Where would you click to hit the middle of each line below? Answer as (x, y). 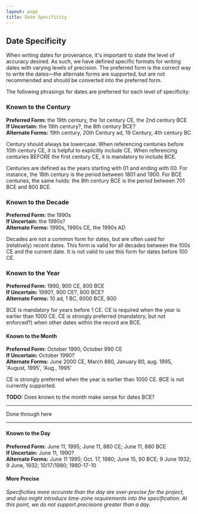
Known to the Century (38, 107)
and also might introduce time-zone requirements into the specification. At (97, 498)
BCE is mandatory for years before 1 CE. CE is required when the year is (93, 310)
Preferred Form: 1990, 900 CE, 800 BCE (55, 286)
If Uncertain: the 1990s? (36, 221)
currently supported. (31, 386)
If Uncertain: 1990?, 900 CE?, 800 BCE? (55, 292)
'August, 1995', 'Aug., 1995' (39, 368)
